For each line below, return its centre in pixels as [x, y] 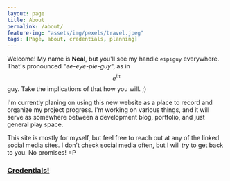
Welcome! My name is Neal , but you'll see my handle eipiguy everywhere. [113, 59]
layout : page [26, 13]
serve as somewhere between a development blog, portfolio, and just [106, 117]
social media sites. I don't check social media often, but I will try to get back [115, 145]
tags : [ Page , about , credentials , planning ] [72, 39]
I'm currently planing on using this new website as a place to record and [110, 102]
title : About [26, 20]
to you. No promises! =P [42, 152]
